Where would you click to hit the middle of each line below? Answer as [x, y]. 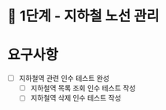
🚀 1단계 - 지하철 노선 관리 [83, 16]
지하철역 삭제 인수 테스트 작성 [76, 98]
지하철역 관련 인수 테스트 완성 [64, 79]
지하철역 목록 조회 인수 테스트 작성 [83, 88]
